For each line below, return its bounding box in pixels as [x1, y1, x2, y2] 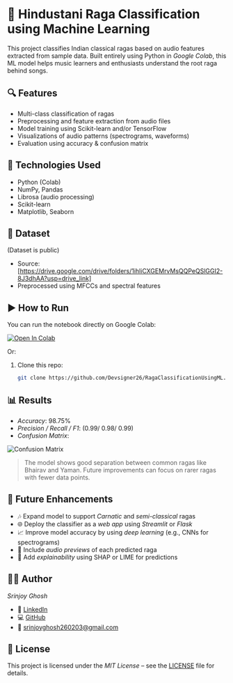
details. [7, 669, 29, 677]
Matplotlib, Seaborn [17, 207, 74, 215]
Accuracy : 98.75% [17, 416, 71, 424]
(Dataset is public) [7, 246, 60, 254]
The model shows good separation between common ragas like [24, 458, 207, 466]
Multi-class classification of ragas [17, 109, 115, 118]
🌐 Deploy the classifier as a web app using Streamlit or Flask [17, 519, 193, 528]
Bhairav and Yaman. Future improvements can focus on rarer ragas [24, 466, 217, 474]
